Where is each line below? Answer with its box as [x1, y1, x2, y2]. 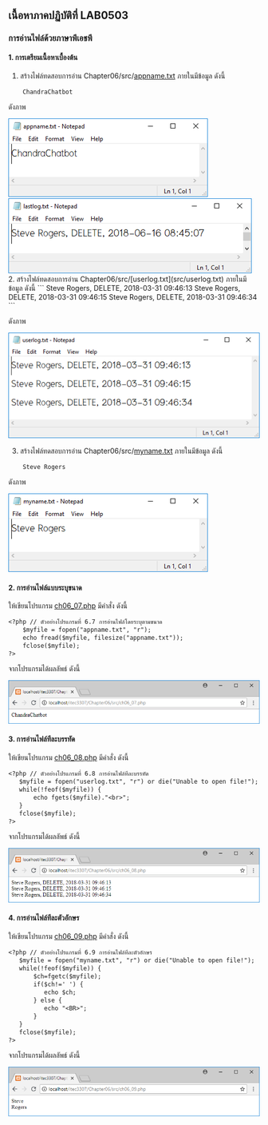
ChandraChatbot [22, 88, 73, 96]
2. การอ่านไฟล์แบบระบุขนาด [8, 582, 82, 592]
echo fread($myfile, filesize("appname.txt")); [22, 634, 183, 642]
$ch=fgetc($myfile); [33, 972, 102, 980]
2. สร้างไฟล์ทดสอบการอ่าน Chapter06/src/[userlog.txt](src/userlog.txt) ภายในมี [8, 274, 247, 284]
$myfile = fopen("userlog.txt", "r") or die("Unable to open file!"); [18, 777, 259, 785]
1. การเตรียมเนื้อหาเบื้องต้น [8, 52, 78, 62]
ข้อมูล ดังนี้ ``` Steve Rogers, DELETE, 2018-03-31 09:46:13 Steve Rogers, [8, 283, 241, 292]
